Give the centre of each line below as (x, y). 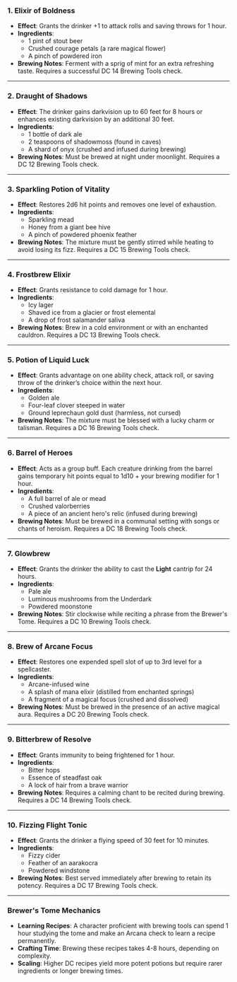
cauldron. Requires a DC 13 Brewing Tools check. (89, 335)
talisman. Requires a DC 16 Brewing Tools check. (89, 428)
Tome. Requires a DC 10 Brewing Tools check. (84, 622)
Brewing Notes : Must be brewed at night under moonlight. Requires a (119, 156)
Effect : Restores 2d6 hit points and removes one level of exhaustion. (117, 204)
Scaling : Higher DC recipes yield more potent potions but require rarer (120, 964)
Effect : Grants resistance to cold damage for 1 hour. (92, 290)
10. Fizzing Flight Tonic (47, 825)
